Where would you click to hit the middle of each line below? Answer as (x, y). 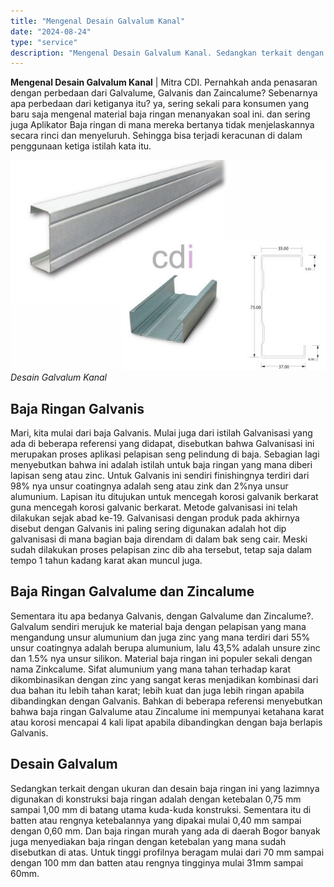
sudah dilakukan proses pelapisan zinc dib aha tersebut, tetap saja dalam (161, 550)
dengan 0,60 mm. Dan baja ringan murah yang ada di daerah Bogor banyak (165, 831)
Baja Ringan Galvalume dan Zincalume (132, 591)
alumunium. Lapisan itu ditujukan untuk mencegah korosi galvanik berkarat (164, 497)
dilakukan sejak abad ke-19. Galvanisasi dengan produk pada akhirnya (155, 518)
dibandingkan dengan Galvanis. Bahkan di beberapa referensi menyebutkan (166, 701)
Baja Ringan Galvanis (77, 408)
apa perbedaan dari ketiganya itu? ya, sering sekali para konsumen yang (160, 104)
